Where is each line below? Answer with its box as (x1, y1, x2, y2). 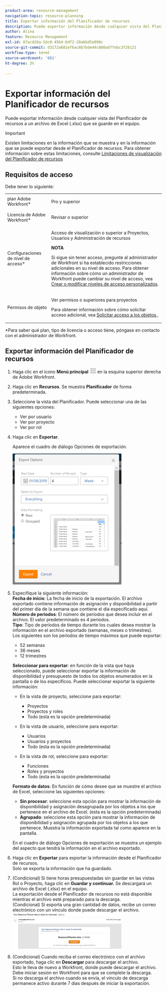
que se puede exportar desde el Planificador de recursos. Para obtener (5, 145, 151, 151)
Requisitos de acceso (5, 170, 73, 179)
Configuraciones (7, 250, 42, 256)
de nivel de (7, 255, 30, 262)
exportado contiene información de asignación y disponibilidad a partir (12, 600, 158, 606)
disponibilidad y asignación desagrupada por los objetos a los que (19, 803, 156, 809)
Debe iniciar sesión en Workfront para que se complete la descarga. (12, 970, 152, 976)
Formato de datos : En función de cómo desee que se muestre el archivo (12, 783, 162, 789)
